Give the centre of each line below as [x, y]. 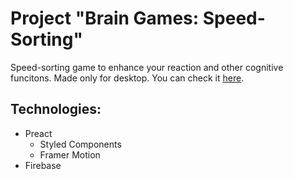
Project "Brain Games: [105, 18]
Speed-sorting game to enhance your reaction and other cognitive [147, 67]
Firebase [43, 165]
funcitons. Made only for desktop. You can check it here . [127, 78]
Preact [38, 133]
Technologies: [56, 109]
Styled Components [80, 144]
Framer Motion [70, 154]
